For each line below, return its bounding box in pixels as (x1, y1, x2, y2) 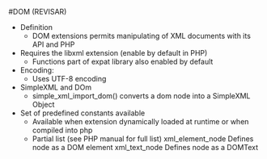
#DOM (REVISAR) (8, 7, 67, 16)
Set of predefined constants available (19, 108, 146, 118)
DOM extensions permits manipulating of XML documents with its (32, 31, 251, 40)
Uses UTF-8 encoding (32, 74, 107, 83)
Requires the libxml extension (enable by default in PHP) (19, 48, 208, 57)
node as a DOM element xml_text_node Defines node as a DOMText (32, 143, 259, 152)
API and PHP (32, 40, 75, 49)
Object (32, 100, 55, 109)
